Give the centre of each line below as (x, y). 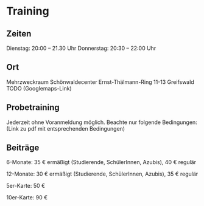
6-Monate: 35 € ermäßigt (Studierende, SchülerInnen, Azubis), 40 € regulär (101, 162)
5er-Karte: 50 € (26, 186)
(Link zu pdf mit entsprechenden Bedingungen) (66, 128)
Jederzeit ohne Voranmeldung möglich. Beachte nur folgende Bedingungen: (102, 122)
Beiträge (23, 148)
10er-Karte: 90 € (27, 197)
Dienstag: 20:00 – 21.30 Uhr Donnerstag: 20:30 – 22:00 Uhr (81, 48)
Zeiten (19, 34)
